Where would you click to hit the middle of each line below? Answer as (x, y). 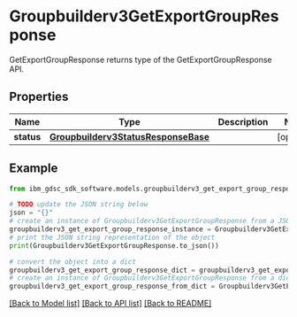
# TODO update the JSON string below (79, 205)
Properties (39, 97)
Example (34, 169)
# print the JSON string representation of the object (112, 237)
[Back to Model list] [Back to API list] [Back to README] (110, 304)
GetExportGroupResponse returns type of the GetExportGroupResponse (141, 59)
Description (243, 121)
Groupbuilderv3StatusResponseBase (129, 136)
